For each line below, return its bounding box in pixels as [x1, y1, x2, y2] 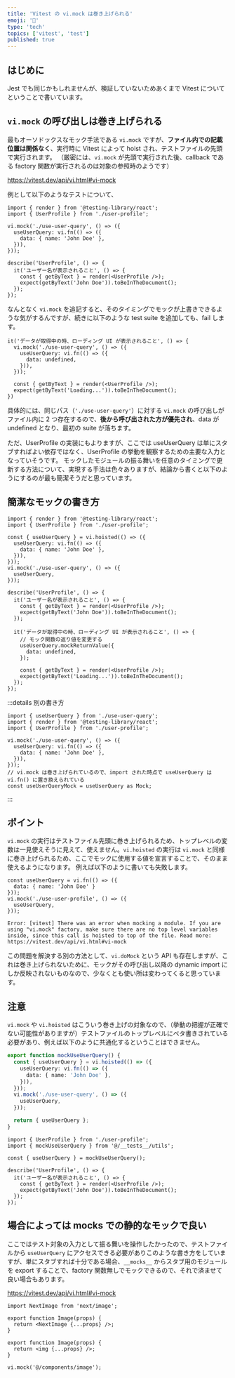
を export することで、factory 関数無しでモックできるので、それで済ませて [7, 1266, 223, 1274]
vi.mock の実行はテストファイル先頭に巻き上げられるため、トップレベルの [7, 837, 222, 845]
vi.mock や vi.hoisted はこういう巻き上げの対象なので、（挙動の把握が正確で [7, 1021, 229, 1029]
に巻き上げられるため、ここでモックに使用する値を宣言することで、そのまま [7, 854, 229, 863]
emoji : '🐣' [7, 17, 39, 24]
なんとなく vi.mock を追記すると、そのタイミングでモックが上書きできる [7, 305, 217, 313]
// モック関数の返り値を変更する [20, 636, 103, 643]
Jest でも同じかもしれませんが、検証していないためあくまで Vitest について [7, 84, 226, 92]
